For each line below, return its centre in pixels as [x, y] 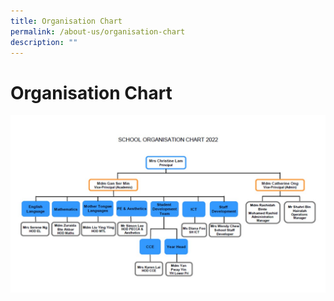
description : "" [44, 42]
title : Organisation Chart [66, 21]
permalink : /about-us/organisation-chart [98, 31]
